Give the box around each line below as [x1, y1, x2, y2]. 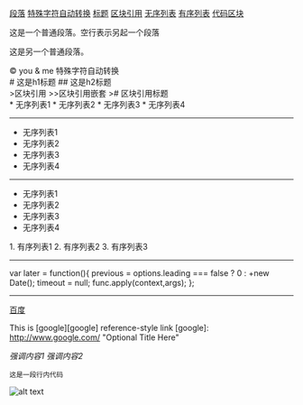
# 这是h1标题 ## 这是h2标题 [9, 77, 112, 87]
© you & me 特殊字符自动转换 [9, 66, 120, 76]
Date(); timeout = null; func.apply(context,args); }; [9, 278, 196, 288]
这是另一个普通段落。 [9, 46, 88, 57]
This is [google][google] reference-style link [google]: [9, 323, 209, 333]
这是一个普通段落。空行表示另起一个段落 [9, 27, 160, 38]
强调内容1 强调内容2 [9, 351, 84, 361]
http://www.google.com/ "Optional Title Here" [9, 332, 179, 343]
